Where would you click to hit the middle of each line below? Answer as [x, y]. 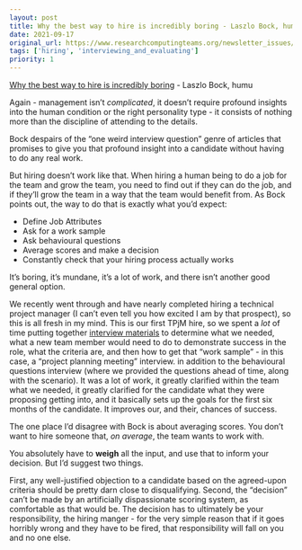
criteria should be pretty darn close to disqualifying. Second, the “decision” [148, 490]
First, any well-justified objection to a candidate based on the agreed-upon [148, 480]
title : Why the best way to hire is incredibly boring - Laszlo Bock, [144, 26]
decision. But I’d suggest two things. [76, 463]
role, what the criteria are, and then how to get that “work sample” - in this [147, 352]
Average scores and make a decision [90, 250]
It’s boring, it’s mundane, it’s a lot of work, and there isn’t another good [140, 277]
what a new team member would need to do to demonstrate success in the [148, 342]
